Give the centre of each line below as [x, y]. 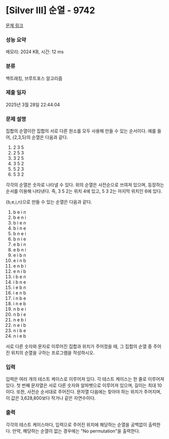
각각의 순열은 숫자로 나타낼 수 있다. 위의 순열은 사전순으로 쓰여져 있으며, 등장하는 [85, 185]
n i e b [20, 336]
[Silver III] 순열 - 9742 [50, 10]
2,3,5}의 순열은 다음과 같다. [41, 137]
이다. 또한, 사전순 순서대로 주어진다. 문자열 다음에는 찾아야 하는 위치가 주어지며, [84, 392]
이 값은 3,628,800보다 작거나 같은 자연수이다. [51, 398]
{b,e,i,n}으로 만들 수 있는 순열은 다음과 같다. [49, 202]
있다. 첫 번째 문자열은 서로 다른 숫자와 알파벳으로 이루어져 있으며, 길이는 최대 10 [84, 385]
